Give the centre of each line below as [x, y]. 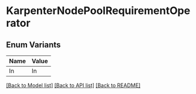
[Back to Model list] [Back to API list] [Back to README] [73, 85]
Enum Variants [33, 45]
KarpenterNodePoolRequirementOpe [98, 11]
